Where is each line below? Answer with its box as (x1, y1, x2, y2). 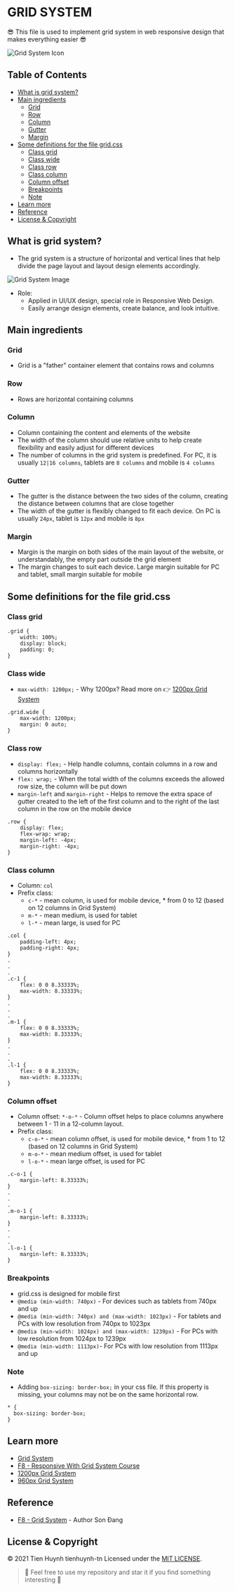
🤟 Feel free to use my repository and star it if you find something (24, 1568, 211, 1577)
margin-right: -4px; (20, 843, 80, 850)
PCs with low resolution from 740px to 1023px (17, 1319, 151, 1328)
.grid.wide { (7, 709, 46, 716)
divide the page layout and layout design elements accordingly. (17, 261, 201, 270)
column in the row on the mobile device (17, 804, 132, 813)
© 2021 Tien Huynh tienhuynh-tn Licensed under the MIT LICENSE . (7, 1554, 202, 1563)
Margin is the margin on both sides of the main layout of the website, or (17, 548, 224, 556)
